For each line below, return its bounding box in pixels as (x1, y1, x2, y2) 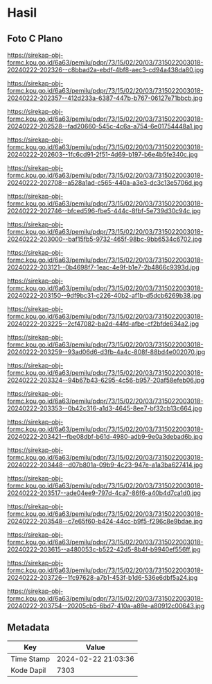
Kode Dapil (10, 665, 46, 675)
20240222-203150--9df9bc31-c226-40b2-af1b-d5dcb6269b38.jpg (7, 292, 202, 299)
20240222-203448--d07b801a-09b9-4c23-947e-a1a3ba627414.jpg (7, 460, 203, 469)
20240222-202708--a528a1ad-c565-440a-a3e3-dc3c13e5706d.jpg (7, 178, 203, 187)
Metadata (7, 622, 50, 633)
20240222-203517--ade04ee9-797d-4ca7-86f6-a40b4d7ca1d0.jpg (7, 489, 201, 497)
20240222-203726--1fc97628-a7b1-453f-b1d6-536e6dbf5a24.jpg (7, 574, 198, 581)
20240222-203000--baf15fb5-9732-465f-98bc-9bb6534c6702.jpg (7, 235, 202, 243)
